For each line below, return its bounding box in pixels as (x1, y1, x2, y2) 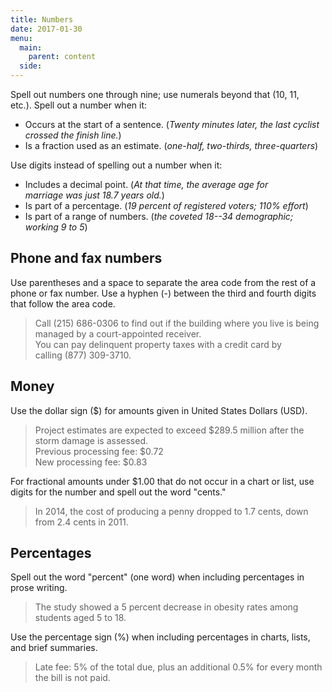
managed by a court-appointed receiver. (34, 327, 202, 340)
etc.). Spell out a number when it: (10, 99, 148, 111)
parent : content (28, 52, 97, 62)
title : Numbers (10, 14, 74, 25)
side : (19, 61, 43, 71)
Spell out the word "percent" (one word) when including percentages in (10, 571, 305, 583)
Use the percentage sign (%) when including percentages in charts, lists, (10, 631, 311, 643)
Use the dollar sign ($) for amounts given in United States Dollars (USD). (10, 404, 308, 416)
